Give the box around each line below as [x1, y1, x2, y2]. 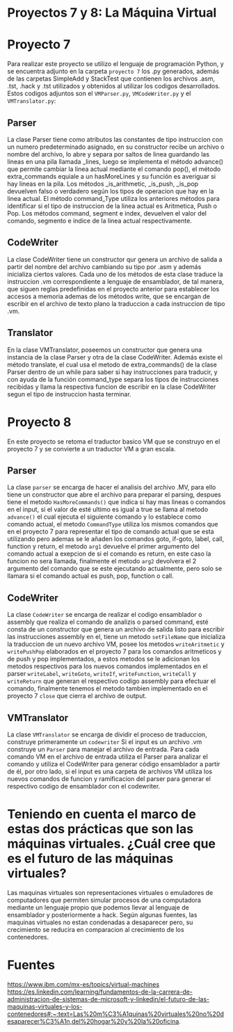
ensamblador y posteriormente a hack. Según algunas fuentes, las [7, 910, 198, 919]
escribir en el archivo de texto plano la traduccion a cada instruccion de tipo [7, 299, 225, 307]
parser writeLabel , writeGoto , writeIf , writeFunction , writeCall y [7, 670, 197, 678]
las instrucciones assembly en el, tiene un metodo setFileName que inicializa [7, 633, 226, 641]
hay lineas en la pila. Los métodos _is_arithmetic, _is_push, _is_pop [7, 179, 199, 188]
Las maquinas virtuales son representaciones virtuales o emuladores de [7, 888, 214, 896]
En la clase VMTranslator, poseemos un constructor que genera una [7, 346, 202, 354]
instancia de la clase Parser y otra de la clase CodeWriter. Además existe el [7, 353, 223, 361]
